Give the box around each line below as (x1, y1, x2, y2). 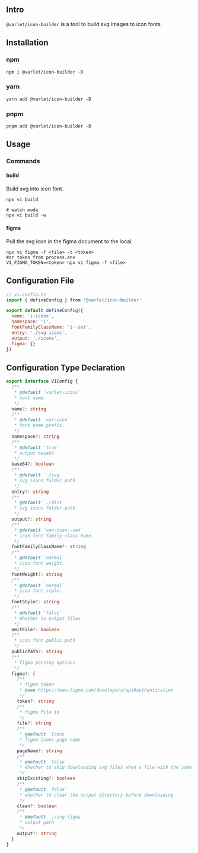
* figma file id (19, 709, 60, 715)
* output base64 (14, 450, 55, 456)
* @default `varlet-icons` (14, 389, 81, 395)
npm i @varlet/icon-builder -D (6, 69, 84, 75)
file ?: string (17, 720, 52, 726)
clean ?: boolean (17, 803, 58, 809)
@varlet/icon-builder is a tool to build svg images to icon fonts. (6, 20, 162, 27)
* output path (19, 820, 55, 826)
